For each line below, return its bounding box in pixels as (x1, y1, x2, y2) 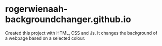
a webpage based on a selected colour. (5, 35, 85, 41)
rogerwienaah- (5, 3, 68, 15)
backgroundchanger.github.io (5, 14, 131, 25)
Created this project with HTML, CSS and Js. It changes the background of (5, 30, 158, 36)
